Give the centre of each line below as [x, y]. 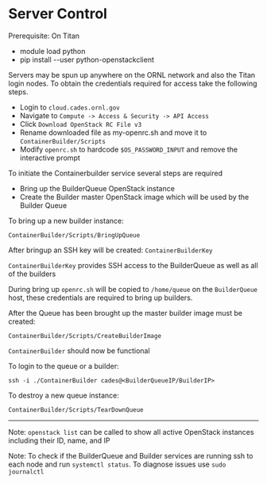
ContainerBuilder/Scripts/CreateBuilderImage [85, 336]
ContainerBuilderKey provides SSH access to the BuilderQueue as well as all [133, 265]
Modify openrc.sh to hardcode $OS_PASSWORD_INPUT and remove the [129, 149]
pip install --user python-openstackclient [87, 60]
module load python [52, 51]
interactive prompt [50, 157]
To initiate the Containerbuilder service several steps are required [115, 173]
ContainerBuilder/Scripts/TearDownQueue [76, 409]
